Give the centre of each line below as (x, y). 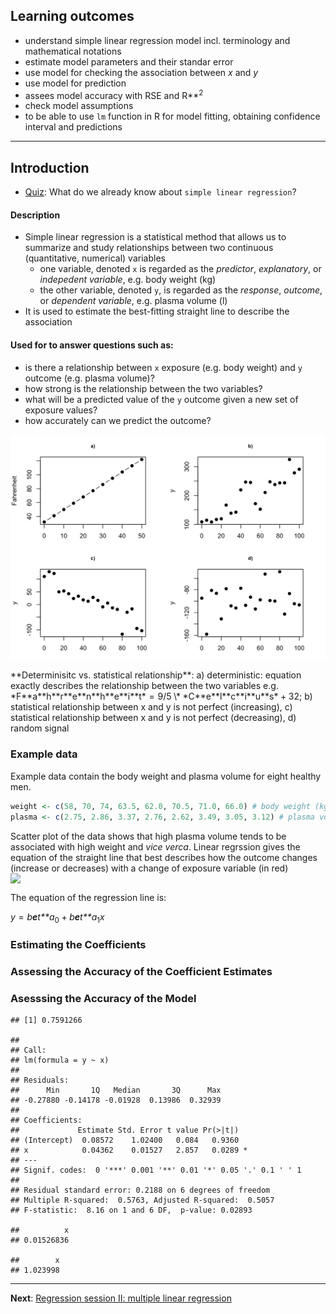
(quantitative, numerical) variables (95, 258)
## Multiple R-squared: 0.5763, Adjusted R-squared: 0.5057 (142, 1200)
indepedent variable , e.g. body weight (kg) (128, 280)
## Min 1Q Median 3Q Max (116, 1090)
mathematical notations (73, 51)
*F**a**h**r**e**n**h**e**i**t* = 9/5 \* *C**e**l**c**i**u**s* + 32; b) (161, 696)
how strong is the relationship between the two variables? (143, 388)
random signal (40, 728)
